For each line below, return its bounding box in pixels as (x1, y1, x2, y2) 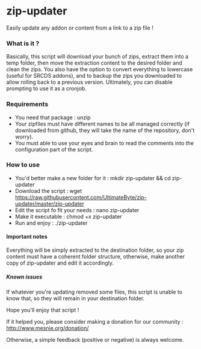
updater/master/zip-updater (14, 200, 84, 207)
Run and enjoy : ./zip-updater (14, 219, 88, 227)
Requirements (6, 100, 49, 108)
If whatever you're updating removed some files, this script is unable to (6, 288, 182, 295)
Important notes (6, 233, 48, 241)
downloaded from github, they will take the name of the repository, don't (14, 127, 195, 134)
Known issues (6, 273, 43, 280)
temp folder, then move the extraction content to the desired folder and (6, 59, 182, 67)
